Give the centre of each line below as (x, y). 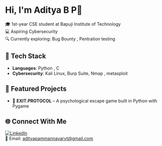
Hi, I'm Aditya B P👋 (44, 10)
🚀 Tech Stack (26, 56)
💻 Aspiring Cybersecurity (32, 31)
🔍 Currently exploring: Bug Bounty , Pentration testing (60, 38)
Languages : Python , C (36, 68)
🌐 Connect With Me (36, 121)
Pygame (21, 106)
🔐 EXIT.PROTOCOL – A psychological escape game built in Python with (85, 101)
